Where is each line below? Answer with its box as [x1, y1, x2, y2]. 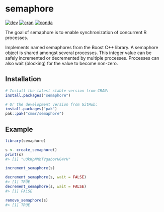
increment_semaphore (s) [5, 166, 55, 171]
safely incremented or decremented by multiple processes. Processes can [5, 55, 159, 61]
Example [5, 125, 33, 133]
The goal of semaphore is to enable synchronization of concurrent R [5, 29, 147, 35]
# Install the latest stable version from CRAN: [5, 88, 109, 93]
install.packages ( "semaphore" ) [5, 93, 71, 98]
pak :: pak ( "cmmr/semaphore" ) [5, 111, 64, 116]
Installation [5, 75, 41, 83]
